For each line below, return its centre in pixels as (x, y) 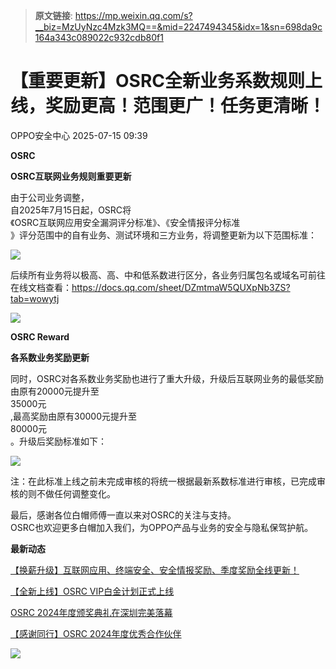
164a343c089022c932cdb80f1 (99, 37)
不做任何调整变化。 (76, 493)
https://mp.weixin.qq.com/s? (133, 15)
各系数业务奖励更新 (50, 357)
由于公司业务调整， (50, 197)
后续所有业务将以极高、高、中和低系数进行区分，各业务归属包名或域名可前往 (168, 275)
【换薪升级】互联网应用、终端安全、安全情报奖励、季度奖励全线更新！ (155, 570)
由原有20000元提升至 (55, 391)
